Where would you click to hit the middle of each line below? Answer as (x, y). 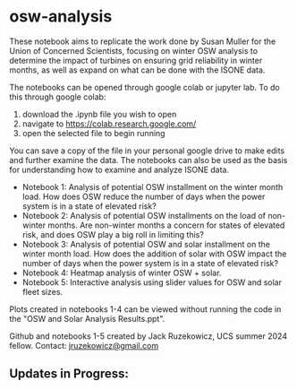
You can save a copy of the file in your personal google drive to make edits (147, 151)
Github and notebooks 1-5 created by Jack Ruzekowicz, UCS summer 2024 (148, 336)
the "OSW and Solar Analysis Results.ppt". (87, 318)
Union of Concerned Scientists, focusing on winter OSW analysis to (133, 50)
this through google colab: (58, 97)
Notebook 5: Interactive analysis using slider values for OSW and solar (152, 282)
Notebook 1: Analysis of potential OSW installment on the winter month (153, 186)
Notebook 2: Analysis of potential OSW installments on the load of (144, 215)
